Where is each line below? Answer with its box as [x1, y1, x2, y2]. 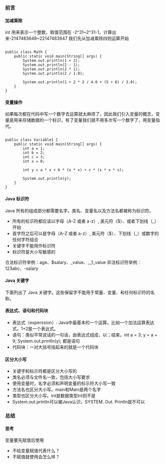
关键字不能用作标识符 [12, 242, 55, 249]
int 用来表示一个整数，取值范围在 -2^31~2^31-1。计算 [5, 29, 112, 35]
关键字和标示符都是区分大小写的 [12, 368, 77, 374]
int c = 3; [23, 155, 45, 160]
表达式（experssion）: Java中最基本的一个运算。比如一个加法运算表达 [12, 319, 155, 325]
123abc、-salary [5, 265, 38, 271]
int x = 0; [23, 159, 45, 164]
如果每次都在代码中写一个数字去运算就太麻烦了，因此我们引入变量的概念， [5, 111, 156, 117]
